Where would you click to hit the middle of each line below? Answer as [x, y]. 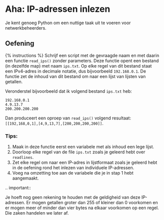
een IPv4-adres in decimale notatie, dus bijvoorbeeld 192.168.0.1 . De [76, 71]
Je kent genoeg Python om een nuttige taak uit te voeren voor [68, 23]
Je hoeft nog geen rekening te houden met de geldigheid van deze [73, 197]
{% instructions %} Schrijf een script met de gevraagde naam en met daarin [82, 55]
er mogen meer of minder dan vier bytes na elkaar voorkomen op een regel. [82, 208]
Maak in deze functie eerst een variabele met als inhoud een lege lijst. [83, 147]
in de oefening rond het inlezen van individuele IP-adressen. [73, 168]
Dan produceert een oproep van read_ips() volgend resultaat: [68, 118]
